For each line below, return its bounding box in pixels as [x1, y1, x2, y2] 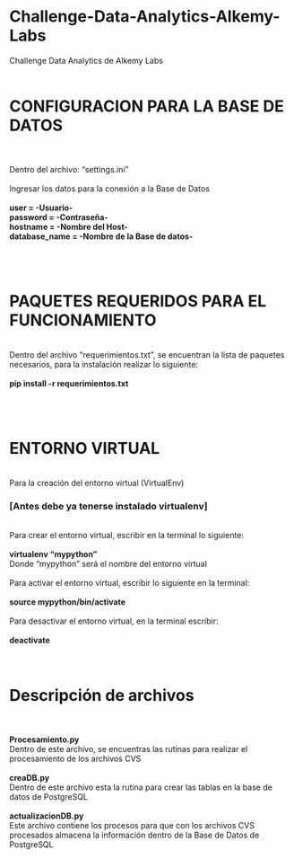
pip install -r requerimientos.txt [9, 377, 129, 388]
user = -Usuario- [9, 202, 73, 213]
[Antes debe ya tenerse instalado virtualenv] [9, 500, 208, 512]
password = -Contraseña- [9, 211, 108, 222]
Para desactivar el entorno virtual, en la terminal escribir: [9, 615, 219, 626]
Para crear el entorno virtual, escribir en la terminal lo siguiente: [9, 530, 245, 541]
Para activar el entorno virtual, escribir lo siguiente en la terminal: [9, 578, 250, 589]
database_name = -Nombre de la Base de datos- [9, 231, 194, 242]
